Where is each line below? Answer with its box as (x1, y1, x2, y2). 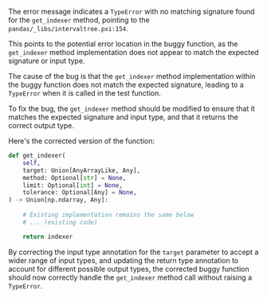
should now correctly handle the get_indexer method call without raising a (8, 273, 253, 282)
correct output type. (8, 121, 74, 130)
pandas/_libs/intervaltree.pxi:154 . (8, 24, 129, 33)
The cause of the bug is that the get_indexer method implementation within (8, 72, 256, 80)
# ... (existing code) (22, 218, 98, 226)
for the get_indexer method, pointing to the (8, 15, 150, 25)
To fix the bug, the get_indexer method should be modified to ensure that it (8, 104, 255, 113)
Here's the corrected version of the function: (8, 136, 155, 146)
